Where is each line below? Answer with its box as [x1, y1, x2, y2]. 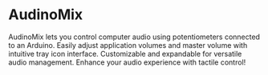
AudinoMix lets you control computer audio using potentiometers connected [8, 32, 261, 41]
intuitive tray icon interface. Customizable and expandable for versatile [8, 49, 242, 58]
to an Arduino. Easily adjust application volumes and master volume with [8, 40, 248, 49]
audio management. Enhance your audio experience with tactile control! [8, 57, 246, 67]
